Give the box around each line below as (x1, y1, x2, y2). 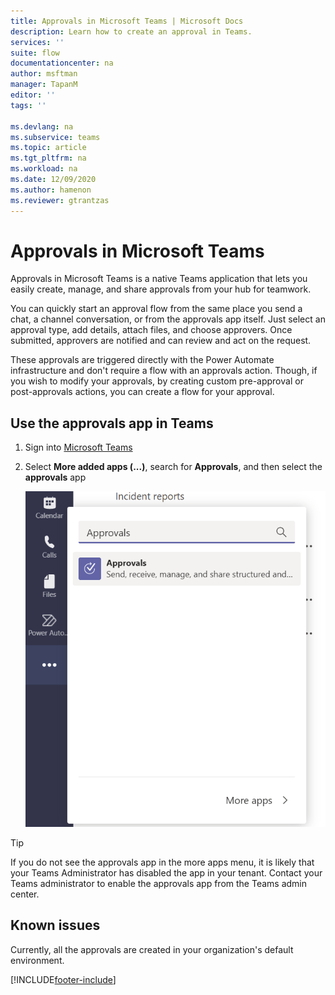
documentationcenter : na (10, 58, 114, 69)
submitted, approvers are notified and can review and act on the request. (10, 335, 312, 347)
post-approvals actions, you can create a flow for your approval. (10, 386, 275, 398)
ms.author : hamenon (10, 185, 92, 195)
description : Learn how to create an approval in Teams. (10, 26, 253, 37)
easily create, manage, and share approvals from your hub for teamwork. (10, 283, 312, 295)
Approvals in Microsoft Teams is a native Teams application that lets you (10, 273, 308, 285)
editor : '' (10, 90, 56, 100)
